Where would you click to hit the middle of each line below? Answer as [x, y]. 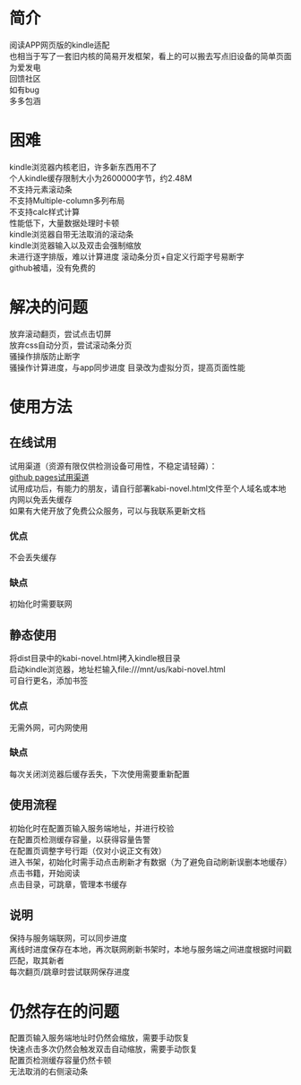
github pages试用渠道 [49, 477]
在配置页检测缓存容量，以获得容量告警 [80, 840]
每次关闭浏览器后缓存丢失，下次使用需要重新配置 [99, 774]
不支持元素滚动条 [41, 189]
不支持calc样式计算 [45, 211]
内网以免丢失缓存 [41, 499]
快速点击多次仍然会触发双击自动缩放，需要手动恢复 [103, 1049]
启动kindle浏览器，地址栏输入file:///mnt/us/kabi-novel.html [117, 669]
